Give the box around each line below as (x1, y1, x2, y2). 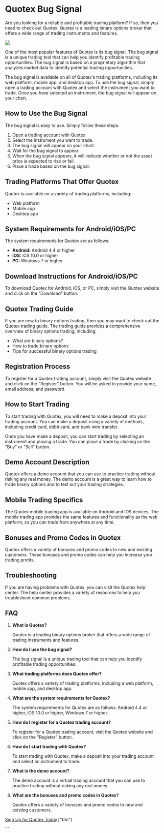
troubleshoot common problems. (5, 594, 71, 601)
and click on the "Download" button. (5, 290, 78, 296)
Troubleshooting (5, 571, 57, 580)
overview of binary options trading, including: (5, 328, 97, 334)
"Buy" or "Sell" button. (5, 444, 50, 450)
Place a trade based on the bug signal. (12, 163, 90, 169)
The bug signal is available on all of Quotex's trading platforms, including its (5, 74, 158, 80)
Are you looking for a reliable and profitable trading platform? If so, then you (5, 20, 158, 26)
